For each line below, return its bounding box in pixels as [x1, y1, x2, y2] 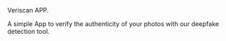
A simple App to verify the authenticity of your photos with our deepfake [7, 20, 219, 28]
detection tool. [7, 28, 50, 35]
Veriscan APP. [7, 6, 49, 14]
